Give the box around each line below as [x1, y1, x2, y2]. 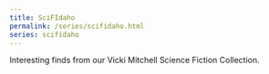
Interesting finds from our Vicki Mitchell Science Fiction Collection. [9, 55, 260, 66]
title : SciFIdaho [9, 13, 76, 23]
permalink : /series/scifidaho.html [9, 22, 145, 31]
